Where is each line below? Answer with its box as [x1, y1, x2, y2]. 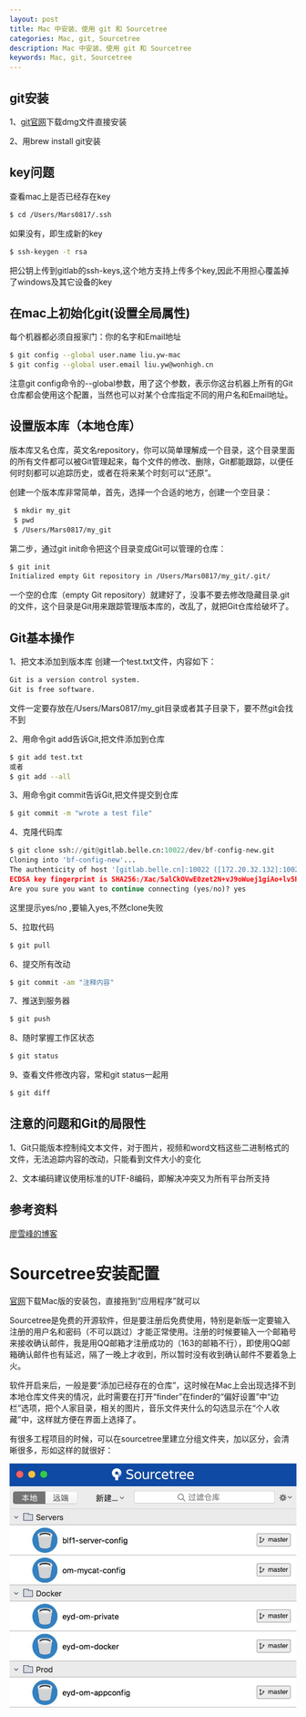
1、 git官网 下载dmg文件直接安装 [9, 116, 127, 127]
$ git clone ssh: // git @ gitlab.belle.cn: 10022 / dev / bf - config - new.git [9, 846, 275, 855]
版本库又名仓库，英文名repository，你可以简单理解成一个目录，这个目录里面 [9, 444, 296, 455]
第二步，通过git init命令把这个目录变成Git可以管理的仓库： [9, 543, 227, 553]
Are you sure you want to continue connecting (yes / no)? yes [9, 884, 247, 894]
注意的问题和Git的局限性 [9, 1116, 147, 1132]
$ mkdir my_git [13, 506, 71, 515]
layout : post [9, 15, 59, 24]
